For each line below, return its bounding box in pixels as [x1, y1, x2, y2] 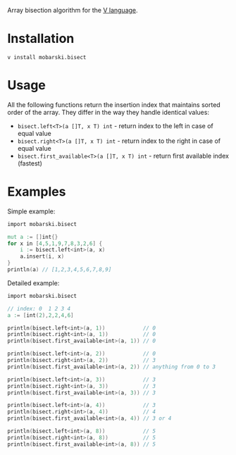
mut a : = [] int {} [7, 233, 58, 240]
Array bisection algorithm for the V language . [7, 6, 139, 14]
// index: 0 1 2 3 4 [7, 305, 71, 312]
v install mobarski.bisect [7, 54, 87, 61]
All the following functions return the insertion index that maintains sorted [7, 100, 221, 108]
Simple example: [7, 207, 56, 216]
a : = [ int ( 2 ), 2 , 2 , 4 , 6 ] [7, 311, 74, 319]
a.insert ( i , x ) [20, 253, 65, 260]
